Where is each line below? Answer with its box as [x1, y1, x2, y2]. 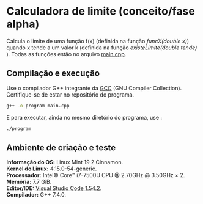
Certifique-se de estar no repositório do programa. [6, 90, 135, 98]
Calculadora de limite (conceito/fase [6, 4, 196, 18]
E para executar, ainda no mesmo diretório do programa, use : [6, 114, 163, 121]
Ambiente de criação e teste [6, 142, 116, 153]
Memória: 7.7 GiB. [6, 178, 52, 186]
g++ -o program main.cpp [6, 103, 70, 109]
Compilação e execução [6, 68, 100, 79]
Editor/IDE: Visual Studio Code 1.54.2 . [6, 184, 102, 192]
